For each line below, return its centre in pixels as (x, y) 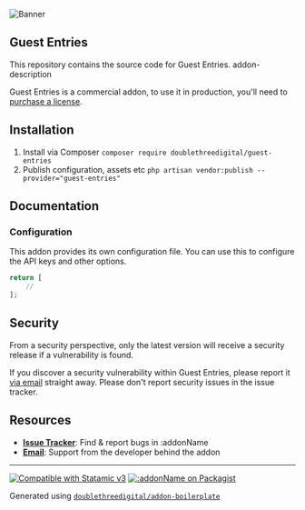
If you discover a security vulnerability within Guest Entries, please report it (150, 372)
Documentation (54, 206)
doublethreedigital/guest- (221, 153)
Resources (40, 420)
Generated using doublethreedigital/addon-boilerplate (115, 495)
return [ (26, 278)
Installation (42, 130)
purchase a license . (46, 101)
